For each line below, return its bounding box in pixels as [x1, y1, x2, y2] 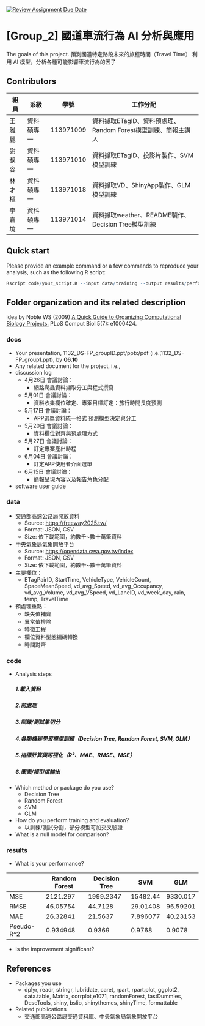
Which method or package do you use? [15, 784, 115, 791]
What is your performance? [15, 860, 84, 867]
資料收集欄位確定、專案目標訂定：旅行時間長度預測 [33, 399, 162, 406]
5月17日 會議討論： [24, 406, 72, 414]
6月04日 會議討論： [24, 452, 74, 460]
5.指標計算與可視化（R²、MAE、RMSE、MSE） [15, 752, 135, 759]
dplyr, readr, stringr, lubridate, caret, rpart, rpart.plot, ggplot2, [24, 986, 179, 994]
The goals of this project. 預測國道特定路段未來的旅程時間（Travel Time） [6, 50, 191, 58]
